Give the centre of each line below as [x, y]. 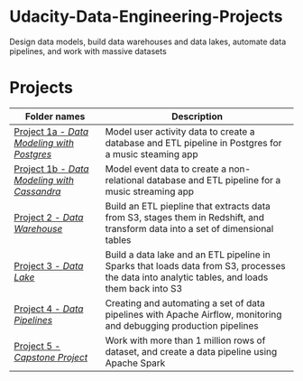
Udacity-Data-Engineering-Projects [146, 17]
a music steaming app [151, 153]
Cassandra [37, 191]
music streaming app [150, 191]
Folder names [55, 116]
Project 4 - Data [49, 309]
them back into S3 [144, 288]
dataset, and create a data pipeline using [191, 351]
